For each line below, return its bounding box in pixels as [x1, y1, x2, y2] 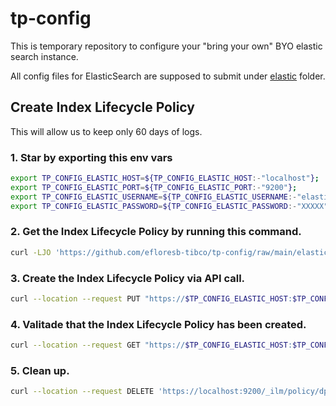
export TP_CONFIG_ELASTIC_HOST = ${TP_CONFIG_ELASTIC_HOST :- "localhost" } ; [10, 173, 320, 184]
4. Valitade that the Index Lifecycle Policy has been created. [10, 317, 307, 331]
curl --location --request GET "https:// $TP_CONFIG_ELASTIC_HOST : [10, 340, 293, 351]
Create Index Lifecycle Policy [10, 99, 195, 116]
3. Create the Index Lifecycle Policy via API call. [10, 271, 246, 285]
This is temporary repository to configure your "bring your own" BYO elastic [10, 40, 323, 52]
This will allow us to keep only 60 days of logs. [10, 125, 203, 137]
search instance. [10, 50, 79, 62]
